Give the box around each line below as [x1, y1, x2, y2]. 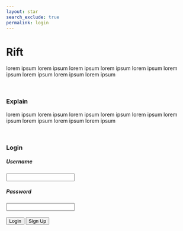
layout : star [6, 8, 38, 15]
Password [6, 188, 31, 195]
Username [6, 158, 33, 165]
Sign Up [28, 218, 46, 224]
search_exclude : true [6, 14, 60, 20]
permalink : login [6, 20, 49, 25]
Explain [6, 97, 28, 105]
